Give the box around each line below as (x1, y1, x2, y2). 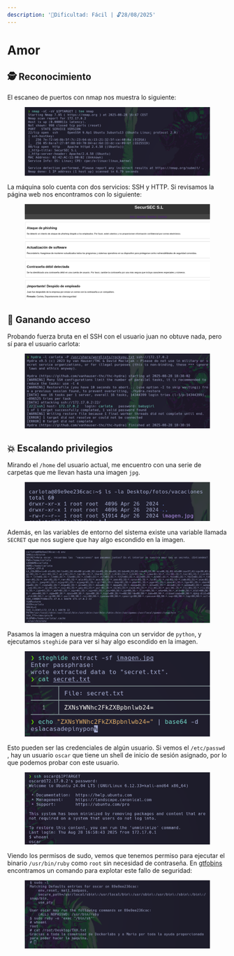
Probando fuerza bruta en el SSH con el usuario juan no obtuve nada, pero (7, 332, 222, 341)
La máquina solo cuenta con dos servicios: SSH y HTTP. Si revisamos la (7, 183, 214, 192)
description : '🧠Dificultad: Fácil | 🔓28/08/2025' (7, 11, 156, 18)
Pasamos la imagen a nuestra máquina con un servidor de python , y (7, 630, 202, 638)
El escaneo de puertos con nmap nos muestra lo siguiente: (7, 93, 177, 101)
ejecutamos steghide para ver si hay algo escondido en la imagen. (7, 637, 198, 646)
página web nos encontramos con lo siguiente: (7, 190, 142, 199)
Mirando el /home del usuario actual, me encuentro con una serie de (7, 461, 202, 469)
